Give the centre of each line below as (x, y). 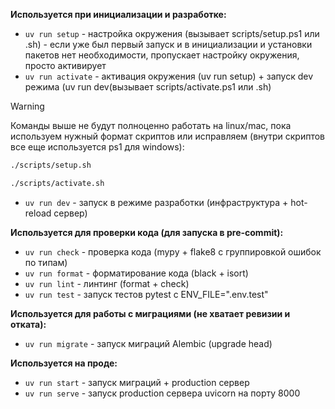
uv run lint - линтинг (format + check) (107, 283)
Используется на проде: (64, 363)
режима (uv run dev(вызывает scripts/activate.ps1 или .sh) (148, 87)
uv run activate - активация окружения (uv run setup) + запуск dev (169, 76)
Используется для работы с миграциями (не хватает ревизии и (150, 313)
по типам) (46, 262)
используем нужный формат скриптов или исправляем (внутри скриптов (167, 136)
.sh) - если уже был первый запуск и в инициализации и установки (168, 44)
